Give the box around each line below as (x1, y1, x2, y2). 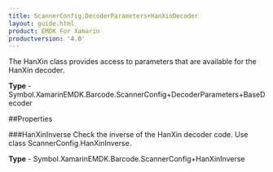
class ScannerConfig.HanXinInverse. (8, 139, 132, 148)
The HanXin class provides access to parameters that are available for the (8, 57, 257, 67)
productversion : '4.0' (8, 34, 86, 43)
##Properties (8, 114, 53, 124)
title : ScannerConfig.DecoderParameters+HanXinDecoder (8, 11, 199, 20)
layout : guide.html (8, 19, 75, 28)
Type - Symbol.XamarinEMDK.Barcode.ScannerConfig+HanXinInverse (8, 154, 245, 164)
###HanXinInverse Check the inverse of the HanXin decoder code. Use (8, 130, 249, 140)
